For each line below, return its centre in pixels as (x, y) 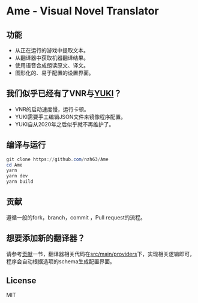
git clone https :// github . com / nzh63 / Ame (58, 159)
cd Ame (14, 165)
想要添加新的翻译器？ (46, 238)
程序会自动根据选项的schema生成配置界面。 (61, 261)
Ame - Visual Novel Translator (82, 11)
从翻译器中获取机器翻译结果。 (52, 58)
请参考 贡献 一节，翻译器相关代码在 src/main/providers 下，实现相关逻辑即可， (100, 254)
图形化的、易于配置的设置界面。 (54, 73)
